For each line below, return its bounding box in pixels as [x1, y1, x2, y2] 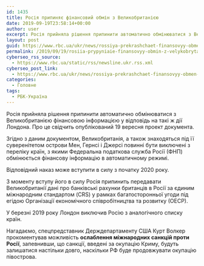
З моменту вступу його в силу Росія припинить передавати [6, 177, 161, 185]
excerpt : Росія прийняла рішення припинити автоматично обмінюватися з [6, 32, 191, 38]
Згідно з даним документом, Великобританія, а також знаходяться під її [6, 135, 194, 142]
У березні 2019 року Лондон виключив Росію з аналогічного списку [6, 209, 183, 216]
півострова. [6, 253, 37, 260]
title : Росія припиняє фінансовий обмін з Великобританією [6, 15, 159, 21]
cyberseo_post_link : [6, 65, 59, 72]
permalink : [6, 49, 34, 55]
